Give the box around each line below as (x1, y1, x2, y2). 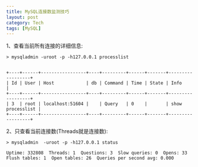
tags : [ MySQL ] (6, 25, 42, 31)
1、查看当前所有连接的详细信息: (6, 42, 83, 49)
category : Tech (6, 20, 44, 26)
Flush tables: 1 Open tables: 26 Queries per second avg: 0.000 (6, 155, 174, 161)
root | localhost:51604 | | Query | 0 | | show (24, 101, 183, 107)
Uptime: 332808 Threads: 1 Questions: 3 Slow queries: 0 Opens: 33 (6, 150, 187, 156)
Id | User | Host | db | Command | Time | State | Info (11, 80, 183, 86)
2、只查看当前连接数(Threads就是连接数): (6, 128, 108, 135)
